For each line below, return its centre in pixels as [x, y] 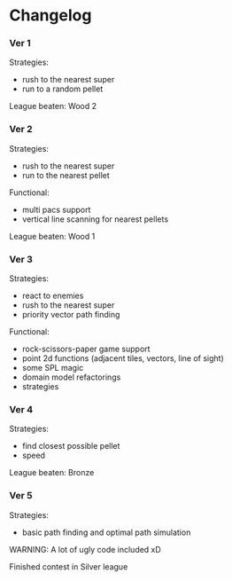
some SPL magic [53, 368]
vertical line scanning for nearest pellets [95, 219]
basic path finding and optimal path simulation [106, 532]
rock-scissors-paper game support [86, 349]
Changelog [50, 16]
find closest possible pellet [71, 446]
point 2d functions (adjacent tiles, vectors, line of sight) [123, 358]
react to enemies [53, 296]
